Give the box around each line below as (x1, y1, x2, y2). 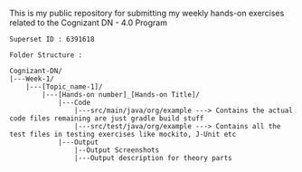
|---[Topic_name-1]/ (25, 82, 103, 91)
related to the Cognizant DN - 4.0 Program (9, 17, 167, 28)
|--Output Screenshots (73, 146, 160, 155)
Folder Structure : (9, 51, 83, 60)
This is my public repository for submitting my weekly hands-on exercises (9, 8, 285, 18)
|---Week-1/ (9, 74, 54, 83)
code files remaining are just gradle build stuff (9, 114, 204, 123)
